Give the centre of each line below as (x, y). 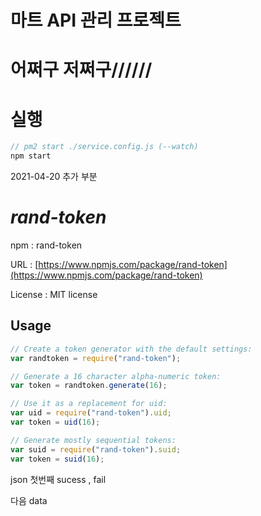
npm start (31, 156)
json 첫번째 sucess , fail (58, 479)
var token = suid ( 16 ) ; (57, 459)
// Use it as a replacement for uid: (89, 404)
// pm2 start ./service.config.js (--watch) (104, 147)
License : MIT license (54, 294)
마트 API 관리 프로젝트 (96, 20)
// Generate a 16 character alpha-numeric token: (116, 376)
